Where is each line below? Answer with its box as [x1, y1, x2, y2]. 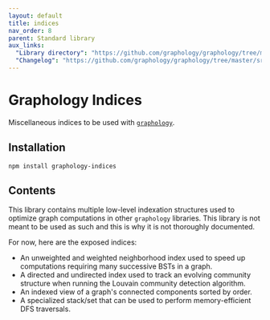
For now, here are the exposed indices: [8, 237, 137, 247]
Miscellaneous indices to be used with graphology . [8, 117, 175, 127]
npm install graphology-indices [8, 162, 117, 170]
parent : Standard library [8, 34, 95, 43]
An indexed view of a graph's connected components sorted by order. [19, 287, 253, 297]
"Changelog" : [15, 57, 59, 65]
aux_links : [8, 42, 45, 50]
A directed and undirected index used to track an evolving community [19, 270, 252, 280]
